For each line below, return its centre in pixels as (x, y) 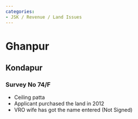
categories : (20, 11)
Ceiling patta (29, 97)
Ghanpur (27, 46)
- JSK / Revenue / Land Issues (44, 17)
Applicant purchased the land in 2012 (59, 104)
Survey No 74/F (28, 85)
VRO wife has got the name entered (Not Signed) (73, 110)
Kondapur (24, 68)
